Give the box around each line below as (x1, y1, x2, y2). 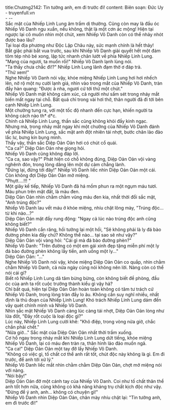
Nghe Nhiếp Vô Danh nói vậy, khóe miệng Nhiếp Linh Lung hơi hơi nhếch (5, 75, 157, 81)
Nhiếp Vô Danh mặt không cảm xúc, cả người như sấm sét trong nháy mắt (5, 91, 160, 97)
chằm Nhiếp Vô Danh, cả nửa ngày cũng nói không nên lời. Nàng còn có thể (5, 265, 164, 270)
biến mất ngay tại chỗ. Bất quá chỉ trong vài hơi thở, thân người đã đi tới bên (5, 96, 164, 102)
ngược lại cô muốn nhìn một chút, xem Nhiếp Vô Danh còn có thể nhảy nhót (5, 32, 163, 37)
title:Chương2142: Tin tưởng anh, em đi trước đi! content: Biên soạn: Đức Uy (5, 5, 164, 10)
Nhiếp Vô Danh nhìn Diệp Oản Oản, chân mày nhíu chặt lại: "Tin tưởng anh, (5, 395, 161, 400)
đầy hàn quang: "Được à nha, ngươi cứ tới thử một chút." (5, 86, 123, 91)
